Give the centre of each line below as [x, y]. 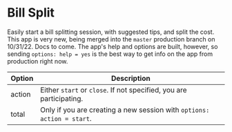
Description [130, 78]
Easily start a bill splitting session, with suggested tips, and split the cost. [111, 32]
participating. [62, 98]
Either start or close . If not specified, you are [114, 90]
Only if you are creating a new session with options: [125, 110]
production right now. [38, 61]
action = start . [66, 118]
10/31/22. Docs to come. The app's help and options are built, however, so [113, 46]
